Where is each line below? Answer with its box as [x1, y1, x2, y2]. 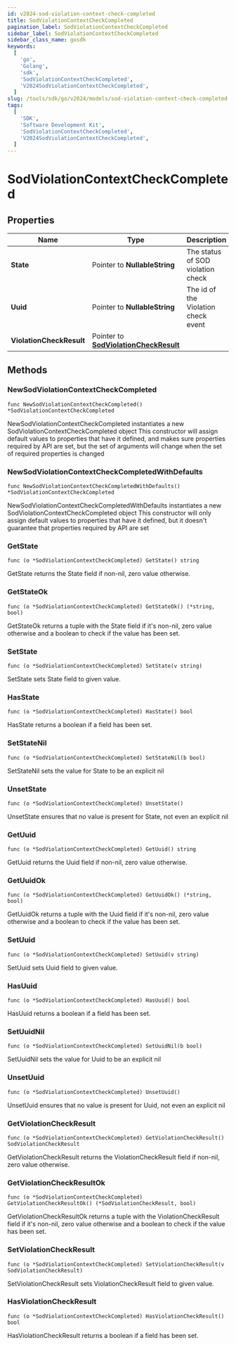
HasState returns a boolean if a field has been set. [7, 721, 152, 729]
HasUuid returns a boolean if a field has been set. [7, 1010, 151, 1018]
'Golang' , [20, 63, 49, 70]
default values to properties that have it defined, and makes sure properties [7, 434, 226, 443]
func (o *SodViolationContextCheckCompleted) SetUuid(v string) [7, 951, 199, 958]
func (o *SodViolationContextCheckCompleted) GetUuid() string [7, 846, 197, 853]
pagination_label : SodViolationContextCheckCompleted [7, 23, 169, 30]
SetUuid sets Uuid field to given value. [7, 963, 118, 972]
